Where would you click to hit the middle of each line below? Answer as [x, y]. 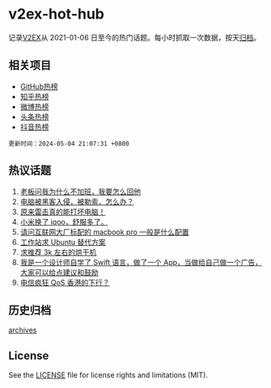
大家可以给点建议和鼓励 [59, 272]
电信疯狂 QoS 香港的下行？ [65, 282]
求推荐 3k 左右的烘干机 [58, 252]
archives [23, 330]
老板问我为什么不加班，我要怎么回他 [80, 192]
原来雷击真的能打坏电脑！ [63, 212]
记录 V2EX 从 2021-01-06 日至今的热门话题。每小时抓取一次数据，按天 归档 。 [135, 37]
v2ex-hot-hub [57, 14]
